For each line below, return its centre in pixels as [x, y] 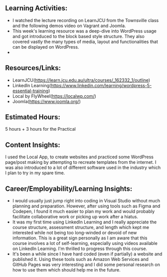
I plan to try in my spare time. [35, 173]
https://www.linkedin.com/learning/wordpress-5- [101, 85]
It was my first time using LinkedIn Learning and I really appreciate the [84, 222]
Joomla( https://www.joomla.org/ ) [46, 101]
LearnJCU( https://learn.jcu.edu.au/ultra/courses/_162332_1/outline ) [81, 80]
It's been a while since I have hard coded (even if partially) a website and [87, 254]
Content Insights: [33, 145]
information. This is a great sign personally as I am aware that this [80, 238]
